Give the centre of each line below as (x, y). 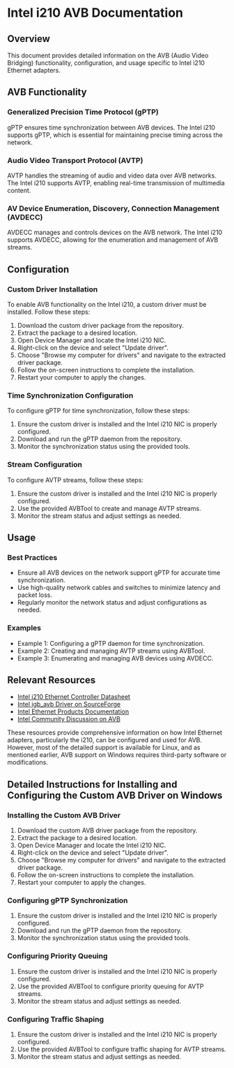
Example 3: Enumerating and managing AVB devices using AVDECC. (115, 658)
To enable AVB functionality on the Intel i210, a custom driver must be (107, 304)
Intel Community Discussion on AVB (69, 719)
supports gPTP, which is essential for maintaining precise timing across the (115, 135)
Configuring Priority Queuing (57, 956)
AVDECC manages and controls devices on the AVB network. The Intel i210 (115, 233)
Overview (29, 39)
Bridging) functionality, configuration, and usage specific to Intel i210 (106, 63)
